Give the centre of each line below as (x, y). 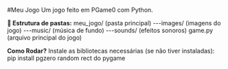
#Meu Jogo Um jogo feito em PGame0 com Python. (80, 10)
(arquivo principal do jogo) (45, 38)
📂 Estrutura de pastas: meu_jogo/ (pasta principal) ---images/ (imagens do (114, 23)
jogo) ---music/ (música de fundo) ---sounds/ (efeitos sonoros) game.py (110, 30)
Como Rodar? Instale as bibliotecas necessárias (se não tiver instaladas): (111, 51)
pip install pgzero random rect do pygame (66, 58)
